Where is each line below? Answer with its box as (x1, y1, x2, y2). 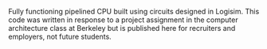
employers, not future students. (8, 32, 112, 41)
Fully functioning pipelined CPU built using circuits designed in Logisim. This (8, 7, 260, 16)
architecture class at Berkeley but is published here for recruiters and (8, 24, 236, 32)
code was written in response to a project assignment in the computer (8, 15, 238, 24)
